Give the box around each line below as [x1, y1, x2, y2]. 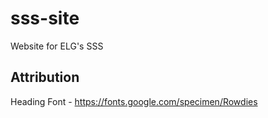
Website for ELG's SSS [10, 40, 104, 52]
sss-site [10, 7, 80, 30]
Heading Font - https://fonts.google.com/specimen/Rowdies [10, 95, 258, 107]
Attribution [10, 69, 80, 86]
